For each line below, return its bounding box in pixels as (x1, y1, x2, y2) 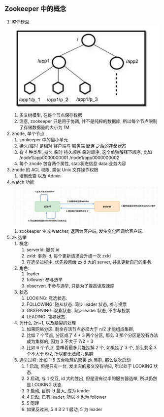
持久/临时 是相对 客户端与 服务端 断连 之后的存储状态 (19, 143, 127, 149)
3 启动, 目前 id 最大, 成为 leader (26, 388, 91, 394)
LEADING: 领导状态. (26, 314, 67, 320)
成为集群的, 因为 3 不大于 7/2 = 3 (26, 338, 94, 344)
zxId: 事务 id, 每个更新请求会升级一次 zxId (26, 253, 111, 259)
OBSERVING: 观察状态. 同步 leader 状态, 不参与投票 (26, 308, 131, 314)
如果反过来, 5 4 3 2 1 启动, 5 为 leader (26, 407, 102, 413)
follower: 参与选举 (26, 277, 63, 283)
